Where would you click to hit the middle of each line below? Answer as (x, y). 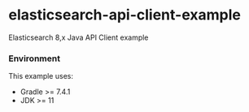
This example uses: (41, 76)
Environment (35, 58)
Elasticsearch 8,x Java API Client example (79, 37)
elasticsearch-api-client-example (125, 15)
